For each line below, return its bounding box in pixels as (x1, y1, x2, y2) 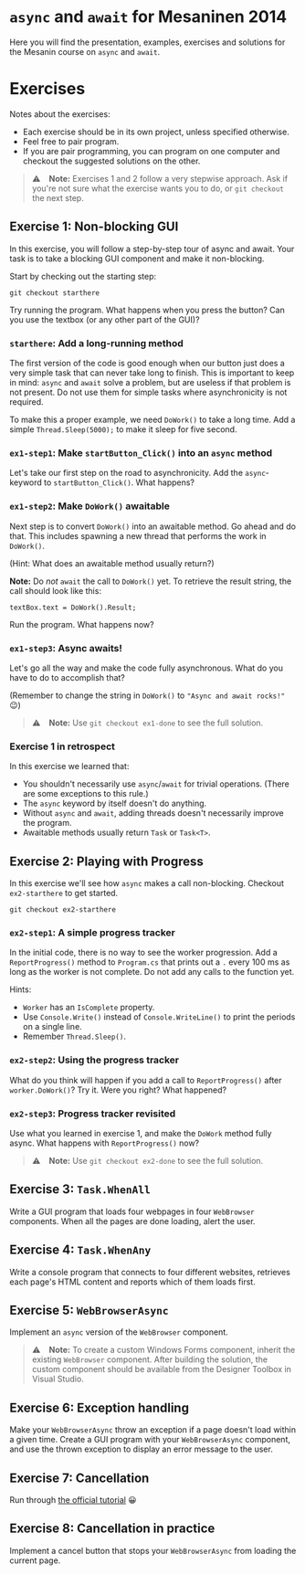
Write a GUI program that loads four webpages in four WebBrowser (9, 1206, 255, 1217)
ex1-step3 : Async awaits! (9, 641, 123, 654)
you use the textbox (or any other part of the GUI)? (9, 313, 200, 325)
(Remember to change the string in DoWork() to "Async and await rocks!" (9, 690, 286, 701)
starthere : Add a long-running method (9, 336, 184, 349)
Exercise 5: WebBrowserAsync (9, 1302, 169, 1317)
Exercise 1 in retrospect (9, 740, 116, 753)
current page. (9, 1555, 61, 1566)
